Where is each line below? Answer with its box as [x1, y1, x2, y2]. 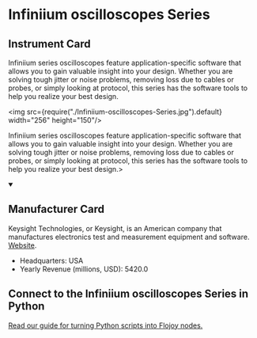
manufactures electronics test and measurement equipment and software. [8, 232, 250, 241]
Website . [8, 240, 37, 250]
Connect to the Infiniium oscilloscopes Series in [8, 287, 249, 301]
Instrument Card [8, 37, 91, 51]
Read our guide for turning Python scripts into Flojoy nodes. [8, 321, 203, 330]
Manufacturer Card [8, 203, 105, 216]
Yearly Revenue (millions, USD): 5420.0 [19, 264, 149, 274]
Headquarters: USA [19, 256, 84, 265]
